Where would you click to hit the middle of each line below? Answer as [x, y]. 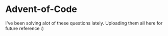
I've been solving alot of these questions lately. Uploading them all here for [84, 23]
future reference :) [25, 28]
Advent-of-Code [41, 9]
